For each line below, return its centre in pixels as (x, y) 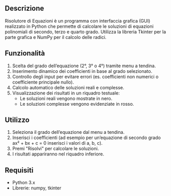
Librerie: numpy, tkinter (37, 188)
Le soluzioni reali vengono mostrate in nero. (66, 98)
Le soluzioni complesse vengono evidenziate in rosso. (77, 104)
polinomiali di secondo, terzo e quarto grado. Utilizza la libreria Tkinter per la (85, 32)
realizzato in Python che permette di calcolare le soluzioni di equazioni (79, 26)
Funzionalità (25, 53)
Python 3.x (24, 183)
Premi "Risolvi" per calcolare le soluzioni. (56, 149)
